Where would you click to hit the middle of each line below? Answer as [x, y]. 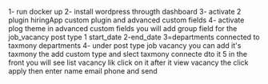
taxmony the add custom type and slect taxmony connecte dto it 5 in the [128, 54]
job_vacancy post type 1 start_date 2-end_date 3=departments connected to [134, 37]
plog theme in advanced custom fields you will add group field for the [123, 28]
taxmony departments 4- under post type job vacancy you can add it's [125, 46]
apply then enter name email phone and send [83, 71]
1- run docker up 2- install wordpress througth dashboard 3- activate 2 [125, 12]
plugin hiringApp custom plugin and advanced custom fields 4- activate [126, 20]
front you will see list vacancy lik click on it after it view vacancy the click [129, 62]
